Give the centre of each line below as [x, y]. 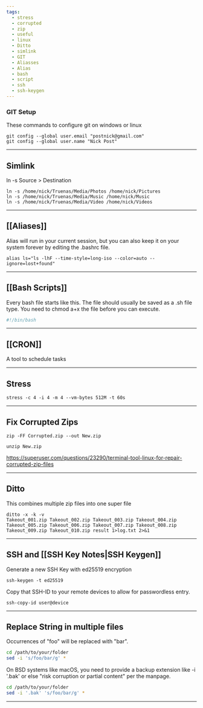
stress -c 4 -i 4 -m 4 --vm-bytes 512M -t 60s [66, 398]
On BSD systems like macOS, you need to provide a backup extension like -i [101, 670]
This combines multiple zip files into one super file [69, 503]
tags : [13, 12]
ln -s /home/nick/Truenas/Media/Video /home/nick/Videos [79, 202]
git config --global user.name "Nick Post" [62, 142]
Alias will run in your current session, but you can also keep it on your [93, 240]
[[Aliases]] [27, 226]
